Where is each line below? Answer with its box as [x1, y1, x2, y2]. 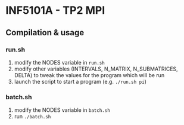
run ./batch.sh [14, 113, 51, 120]
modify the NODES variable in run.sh [14, 59, 105, 66]
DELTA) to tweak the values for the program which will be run [14, 71, 165, 78]
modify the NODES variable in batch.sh [14, 106, 111, 114]
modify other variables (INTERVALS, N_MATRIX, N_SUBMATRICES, [14, 65, 178, 72]
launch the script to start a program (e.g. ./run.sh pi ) [14, 78, 147, 85]
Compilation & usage [5, 28, 85, 38]
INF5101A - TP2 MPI [5, 4, 105, 17]
